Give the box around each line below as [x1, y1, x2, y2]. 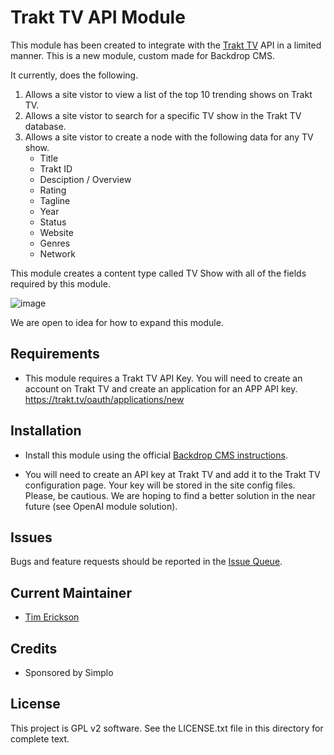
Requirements [10, 346, 100, 363]
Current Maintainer [10, 584, 132, 601]
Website [39, 226, 74, 238]
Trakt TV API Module [10, 6, 186, 29]
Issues [10, 529, 53, 546]
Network [39, 247, 76, 260]
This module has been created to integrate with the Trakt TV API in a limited [10, 39, 322, 51]
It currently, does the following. [10, 69, 139, 81]
